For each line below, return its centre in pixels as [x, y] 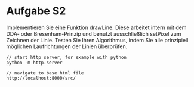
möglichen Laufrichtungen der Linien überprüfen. [67, 46]
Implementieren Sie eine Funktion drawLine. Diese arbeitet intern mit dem [96, 27]
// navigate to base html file [45, 73]
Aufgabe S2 [36, 11]
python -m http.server [34, 63]
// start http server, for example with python [67, 57]
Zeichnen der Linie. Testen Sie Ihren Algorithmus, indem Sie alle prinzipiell [97, 40]
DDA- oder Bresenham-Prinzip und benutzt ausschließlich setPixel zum [94, 33]
